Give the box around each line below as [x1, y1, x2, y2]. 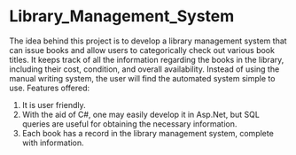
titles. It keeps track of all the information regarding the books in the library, [9, 54, 284, 65]
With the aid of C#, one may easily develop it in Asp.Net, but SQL [21, 109, 260, 120]
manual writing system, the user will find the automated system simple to [9, 73, 276, 83]
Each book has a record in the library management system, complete [21, 128, 275, 138]
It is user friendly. [21, 99, 86, 110]
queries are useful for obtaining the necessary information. [21, 118, 238, 129]
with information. [21, 137, 84, 148]
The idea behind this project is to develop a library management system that [9, 35, 287, 46]
